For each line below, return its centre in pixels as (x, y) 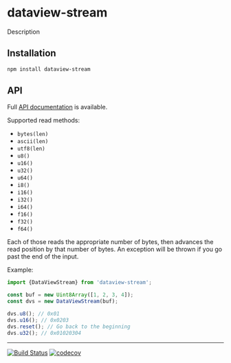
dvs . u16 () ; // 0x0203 (38, 320)
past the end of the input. (43, 256)
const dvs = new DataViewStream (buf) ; (63, 301)
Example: (20, 270)
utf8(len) (31, 149)
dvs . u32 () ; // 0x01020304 (44, 333)
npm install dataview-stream (49, 69)
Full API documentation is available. (57, 107)
